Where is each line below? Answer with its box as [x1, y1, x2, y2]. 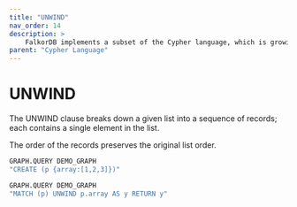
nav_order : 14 [9, 21, 62, 30]
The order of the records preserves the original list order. [9, 140, 217, 150]
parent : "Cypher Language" [9, 46, 109, 55]
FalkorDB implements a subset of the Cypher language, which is [25, 37, 267, 47]
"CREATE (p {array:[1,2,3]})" [9, 165, 121, 173]
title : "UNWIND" [9, 12, 69, 22]
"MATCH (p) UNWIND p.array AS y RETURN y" [9, 189, 168, 198]
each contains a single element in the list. [9, 123, 160, 134]
